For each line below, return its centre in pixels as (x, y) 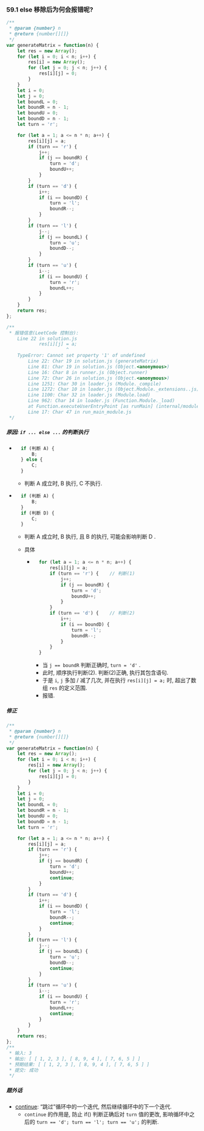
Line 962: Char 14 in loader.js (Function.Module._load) (101, 401)
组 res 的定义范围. (65, 688)
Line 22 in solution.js (47, 339)
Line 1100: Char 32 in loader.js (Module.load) (89, 395)
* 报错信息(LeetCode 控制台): (44, 333)
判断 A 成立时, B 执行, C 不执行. (63, 483)
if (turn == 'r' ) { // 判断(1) (92, 574)
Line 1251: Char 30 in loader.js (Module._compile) (95, 384)
